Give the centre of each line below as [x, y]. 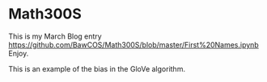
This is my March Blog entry [55, 36]
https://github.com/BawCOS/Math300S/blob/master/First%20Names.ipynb [133, 44]
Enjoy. [19, 53]
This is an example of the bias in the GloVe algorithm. [97, 68]
